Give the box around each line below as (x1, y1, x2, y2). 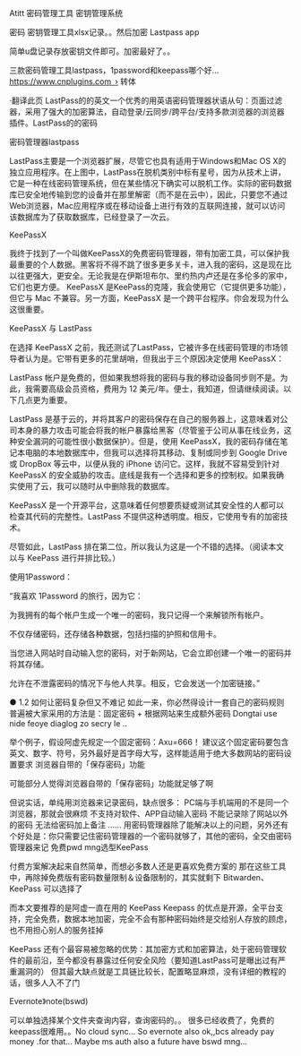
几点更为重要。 (16, 395, 73, 405)
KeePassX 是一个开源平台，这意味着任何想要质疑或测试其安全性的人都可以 (9, 500, 285, 511)
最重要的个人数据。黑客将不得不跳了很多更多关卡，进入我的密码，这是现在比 (9, 259, 292, 270)
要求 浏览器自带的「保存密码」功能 (16, 760, 145, 769)
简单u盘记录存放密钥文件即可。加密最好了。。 (9, 46, 176, 56)
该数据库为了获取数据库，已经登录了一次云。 (9, 211, 175, 222)
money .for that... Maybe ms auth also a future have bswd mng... (9, 1036, 248, 1046)
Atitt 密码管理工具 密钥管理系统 (9, 8, 124, 18)
